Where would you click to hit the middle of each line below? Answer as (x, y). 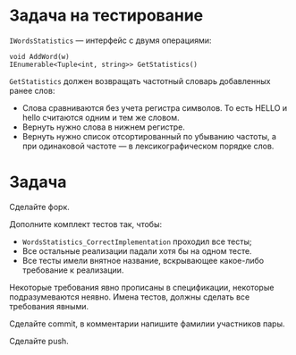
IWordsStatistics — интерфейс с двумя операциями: (110, 40)
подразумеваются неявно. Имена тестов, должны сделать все (130, 297)
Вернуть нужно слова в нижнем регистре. (103, 127)
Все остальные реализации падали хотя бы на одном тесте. (137, 250)
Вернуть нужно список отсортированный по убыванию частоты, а (149, 136)
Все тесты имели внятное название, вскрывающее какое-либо (143, 260)
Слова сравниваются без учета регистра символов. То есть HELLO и (155, 107)
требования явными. (49, 306)
